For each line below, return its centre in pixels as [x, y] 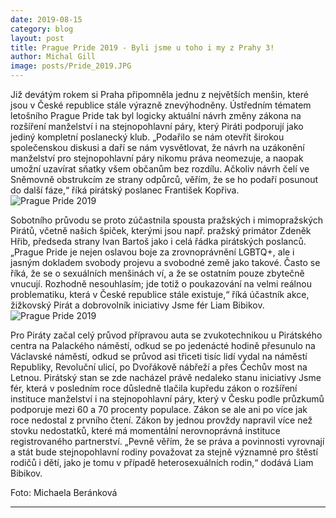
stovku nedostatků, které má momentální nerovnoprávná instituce [145, 430]
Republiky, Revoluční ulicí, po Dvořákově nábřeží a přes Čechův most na [159, 367]
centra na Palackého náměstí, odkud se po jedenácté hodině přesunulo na [163, 345]
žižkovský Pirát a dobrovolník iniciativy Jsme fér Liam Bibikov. [137, 305]
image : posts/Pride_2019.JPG [71, 66]
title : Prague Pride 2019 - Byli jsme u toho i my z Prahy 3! [142, 47]
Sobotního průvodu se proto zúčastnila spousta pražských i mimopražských [167, 220]
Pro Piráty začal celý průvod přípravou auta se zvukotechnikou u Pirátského [166, 335]
